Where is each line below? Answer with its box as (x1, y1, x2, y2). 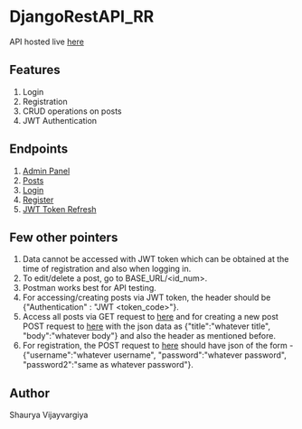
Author (9, 386, 50, 401)
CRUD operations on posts (22, 106, 122, 117)
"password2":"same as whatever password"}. (22, 359, 194, 370)
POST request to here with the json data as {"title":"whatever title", (22, 321, 271, 331)
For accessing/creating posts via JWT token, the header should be (22, 292, 271, 303)
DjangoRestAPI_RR (9, 6, 155, 27)
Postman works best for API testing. (22, 283, 156, 294)
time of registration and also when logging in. (22, 264, 192, 275)
